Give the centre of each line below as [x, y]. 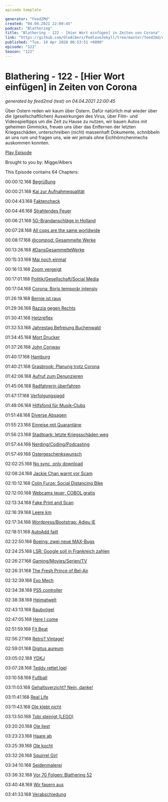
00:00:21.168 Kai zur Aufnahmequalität [45, 191]
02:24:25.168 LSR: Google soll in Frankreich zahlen [57, 551]
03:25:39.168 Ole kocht [29, 745]
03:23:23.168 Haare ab [29, 736]
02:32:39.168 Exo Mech [29, 580]
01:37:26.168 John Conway [33, 347]
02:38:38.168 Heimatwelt [31, 600]
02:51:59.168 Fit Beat [26, 629]
